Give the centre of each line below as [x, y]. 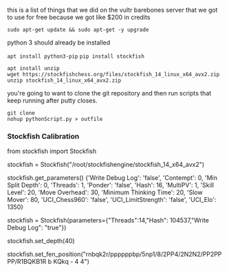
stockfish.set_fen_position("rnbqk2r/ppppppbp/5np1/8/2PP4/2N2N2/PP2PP [115, 254]
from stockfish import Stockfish [52, 151]
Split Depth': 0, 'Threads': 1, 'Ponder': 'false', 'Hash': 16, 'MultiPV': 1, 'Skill [111, 185]
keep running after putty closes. [52, 100]
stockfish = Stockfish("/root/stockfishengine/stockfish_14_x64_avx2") [106, 165]
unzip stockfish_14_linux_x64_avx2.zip [64, 80]
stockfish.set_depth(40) [41, 241]
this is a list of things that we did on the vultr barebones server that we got [112, 10]
